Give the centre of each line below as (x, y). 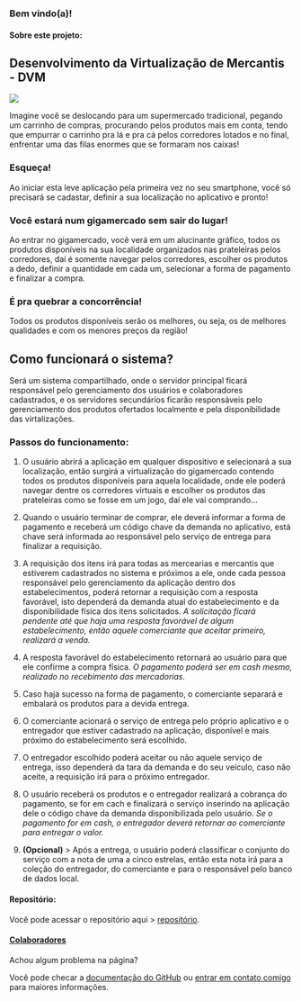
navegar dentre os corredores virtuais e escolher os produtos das (144, 491)
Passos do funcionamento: (69, 442)
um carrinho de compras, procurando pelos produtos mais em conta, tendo (149, 125)
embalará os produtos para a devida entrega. (106, 704)
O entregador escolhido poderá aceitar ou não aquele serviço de (142, 758)
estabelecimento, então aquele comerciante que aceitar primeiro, (144, 631)
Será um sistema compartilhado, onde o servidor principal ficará (128, 381)
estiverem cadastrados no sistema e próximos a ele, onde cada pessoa (154, 573)
